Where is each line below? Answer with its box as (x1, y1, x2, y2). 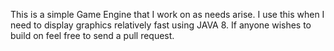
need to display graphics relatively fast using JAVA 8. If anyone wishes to (10, 19, 312, 31)
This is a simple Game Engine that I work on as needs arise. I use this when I (10, 9, 325, 20)
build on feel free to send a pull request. (10, 30, 175, 41)
